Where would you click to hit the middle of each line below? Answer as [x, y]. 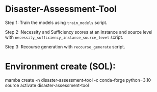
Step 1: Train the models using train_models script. [56, 23]
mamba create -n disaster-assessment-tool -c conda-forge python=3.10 [78, 80]
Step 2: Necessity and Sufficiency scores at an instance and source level [79, 32]
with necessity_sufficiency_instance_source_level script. [64, 37]
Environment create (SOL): [61, 67]
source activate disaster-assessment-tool [47, 85]
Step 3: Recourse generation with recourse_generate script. [65, 46]
